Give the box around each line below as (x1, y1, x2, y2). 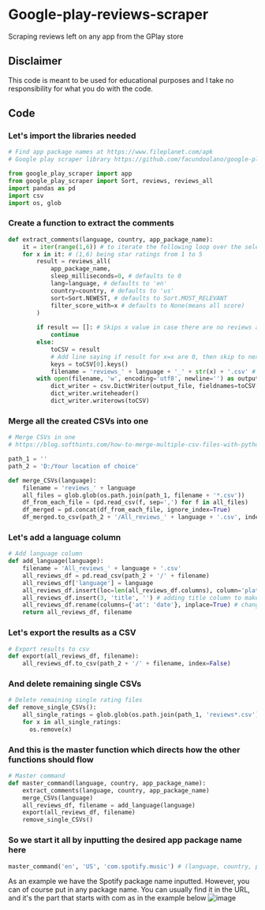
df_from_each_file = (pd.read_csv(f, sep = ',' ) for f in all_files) (22, 498, 248, 506)
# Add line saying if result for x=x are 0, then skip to (50, 352, 245, 360)
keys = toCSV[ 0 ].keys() (50, 360, 129, 368)
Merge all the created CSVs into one (8, 416, 148, 427)
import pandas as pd (8, 184, 77, 192)
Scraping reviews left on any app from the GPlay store (8, 32, 184, 41)
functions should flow (8, 754, 95, 765)
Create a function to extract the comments (8, 218, 175, 229)
